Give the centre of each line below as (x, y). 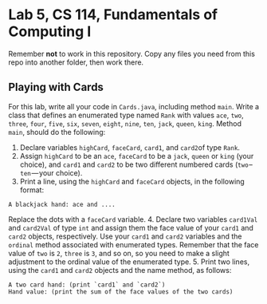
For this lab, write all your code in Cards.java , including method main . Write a (134, 106)
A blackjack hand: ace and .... (62, 204)
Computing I (50, 32)
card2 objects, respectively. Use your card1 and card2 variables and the (125, 236)
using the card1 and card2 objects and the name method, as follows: (120, 270)
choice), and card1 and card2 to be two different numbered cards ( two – (136, 164)
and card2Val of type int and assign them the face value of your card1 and (131, 227)
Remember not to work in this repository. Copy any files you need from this (132, 53)
